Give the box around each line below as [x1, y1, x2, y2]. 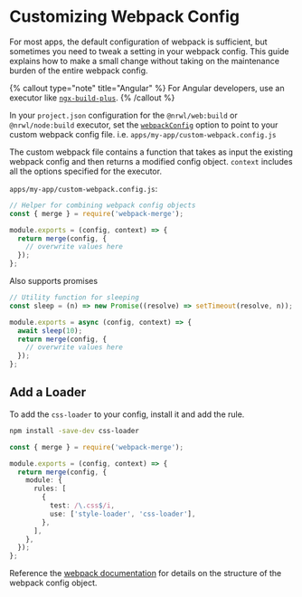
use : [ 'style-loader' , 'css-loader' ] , [49, 509, 196, 518]
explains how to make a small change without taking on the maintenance [9, 55, 280, 66]
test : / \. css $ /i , [49, 501, 116, 510]
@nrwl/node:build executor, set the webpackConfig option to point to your [9, 119, 278, 130]
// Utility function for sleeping [9, 293, 140, 302]
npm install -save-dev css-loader [9, 426, 140, 435]
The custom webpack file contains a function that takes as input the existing [9, 147, 294, 157]
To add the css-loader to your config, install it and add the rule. [9, 409, 245, 420]
